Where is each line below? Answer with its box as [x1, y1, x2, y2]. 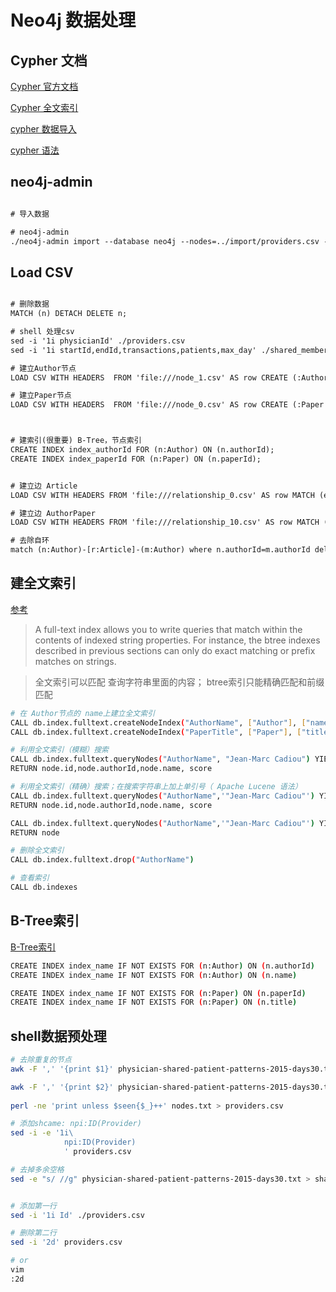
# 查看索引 [10, 873, 50, 883]
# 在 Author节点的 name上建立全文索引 [10, 708, 156, 718]
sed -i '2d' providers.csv [10, 1237, 123, 1248]
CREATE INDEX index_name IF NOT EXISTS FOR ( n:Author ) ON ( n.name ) [10, 970, 298, 980]
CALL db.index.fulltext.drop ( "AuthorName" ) [10, 855, 195, 865]
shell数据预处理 [10, 1027, 107, 1045]
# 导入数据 [10, 209, 50, 219]
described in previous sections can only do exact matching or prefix [34, 644, 316, 656]
